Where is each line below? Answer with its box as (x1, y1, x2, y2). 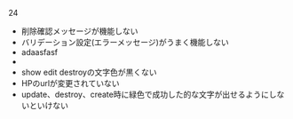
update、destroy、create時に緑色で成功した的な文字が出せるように (20, 89, 270, 99)
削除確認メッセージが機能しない (20, 26, 139, 36)
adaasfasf (20, 47, 59, 57)
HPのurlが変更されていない (20, 78, 120, 88)
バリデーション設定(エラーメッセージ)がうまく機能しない (20, 37, 229, 47)
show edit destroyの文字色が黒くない (20, 67, 157, 77)
